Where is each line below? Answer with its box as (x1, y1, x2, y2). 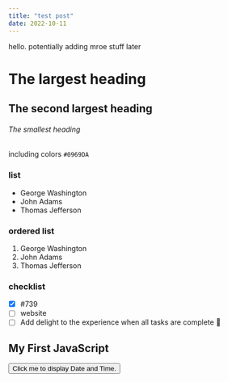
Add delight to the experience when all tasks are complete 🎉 (19, 317, 221, 327)
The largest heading (8, 69, 146, 88)
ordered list (8, 225, 55, 237)
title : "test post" (8, 11, 74, 20)
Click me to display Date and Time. (12, 364, 117, 373)
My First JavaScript (8, 341, 109, 355)
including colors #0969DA (8, 149, 89, 159)
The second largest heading (8, 102, 153, 115)
